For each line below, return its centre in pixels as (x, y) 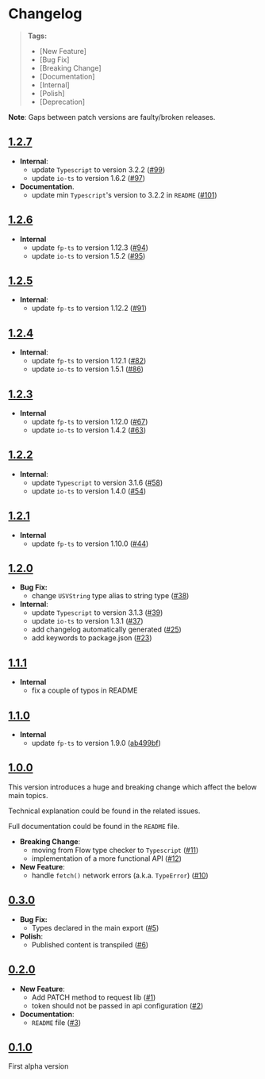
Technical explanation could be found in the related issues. (104, 811)
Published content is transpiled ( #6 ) (90, 944)
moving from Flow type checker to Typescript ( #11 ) (115, 850)
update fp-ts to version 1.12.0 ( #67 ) (90, 422)
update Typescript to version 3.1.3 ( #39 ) (97, 612)
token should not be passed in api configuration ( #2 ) (117, 1005)
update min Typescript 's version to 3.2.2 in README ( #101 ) (124, 194)
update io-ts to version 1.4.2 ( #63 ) (89, 430)
